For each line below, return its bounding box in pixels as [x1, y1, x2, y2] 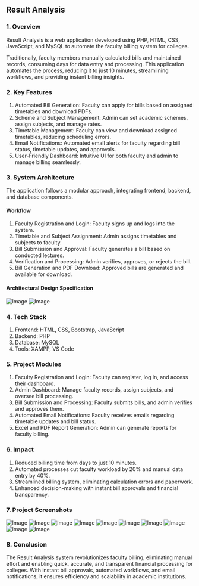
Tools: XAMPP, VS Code [14, 345, 74, 352]
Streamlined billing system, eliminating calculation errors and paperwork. [14, 478, 194, 485]
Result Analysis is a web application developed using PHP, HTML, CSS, [6, 36, 180, 44]
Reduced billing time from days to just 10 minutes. [14, 459, 137, 466]
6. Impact [6, 445, 34, 454]
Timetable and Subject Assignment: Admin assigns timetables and [14, 232, 177, 240]
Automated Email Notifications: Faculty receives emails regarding [14, 411, 175, 419]
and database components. [6, 193, 73, 200]
